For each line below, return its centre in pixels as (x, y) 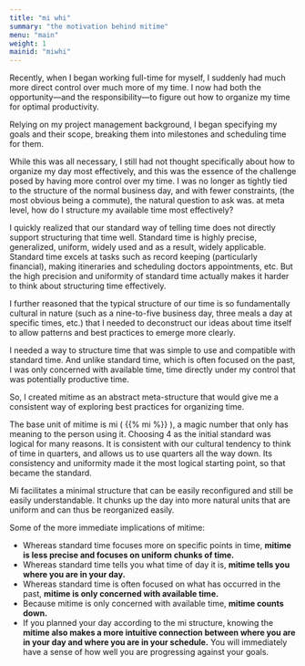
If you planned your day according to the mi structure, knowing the (148, 623)
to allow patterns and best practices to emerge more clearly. (122, 333)
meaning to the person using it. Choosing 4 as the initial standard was (140, 434)
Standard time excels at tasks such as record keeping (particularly (133, 257)
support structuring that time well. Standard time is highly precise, (133, 237)
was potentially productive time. (69, 380)
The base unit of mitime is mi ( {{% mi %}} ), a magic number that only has (149, 424)
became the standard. (51, 473)
